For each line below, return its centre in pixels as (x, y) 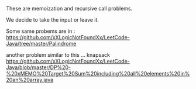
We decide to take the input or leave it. (53, 20)
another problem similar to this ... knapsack (58, 55)
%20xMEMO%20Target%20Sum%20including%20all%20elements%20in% (98, 73)
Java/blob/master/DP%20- (39, 67)
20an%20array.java (30, 80)
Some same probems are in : (41, 31)
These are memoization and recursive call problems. (69, 8)
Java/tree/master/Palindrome (41, 44)
